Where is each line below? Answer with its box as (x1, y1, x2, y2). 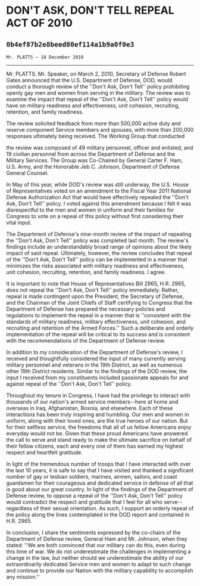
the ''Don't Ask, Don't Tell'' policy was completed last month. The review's (6, 237, 189, 244)
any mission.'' (6, 573, 40, 580)
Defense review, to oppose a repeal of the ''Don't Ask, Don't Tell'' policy (6, 492, 183, 499)
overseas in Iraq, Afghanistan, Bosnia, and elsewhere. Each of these (6, 405, 173, 411)
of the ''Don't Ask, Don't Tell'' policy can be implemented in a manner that (6, 256, 187, 263)
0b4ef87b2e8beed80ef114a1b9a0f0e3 (6, 40, 135, 48)
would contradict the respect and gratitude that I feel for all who (6, 498, 162, 506)
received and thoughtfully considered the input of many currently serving (6, 355, 186, 362)
